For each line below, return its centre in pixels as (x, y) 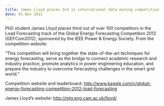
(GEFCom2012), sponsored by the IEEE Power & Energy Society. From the (80, 38)
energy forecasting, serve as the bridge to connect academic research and (81, 58)
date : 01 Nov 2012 (24, 14)
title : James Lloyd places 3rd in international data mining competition (82, 10)
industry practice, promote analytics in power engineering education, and (79, 64)
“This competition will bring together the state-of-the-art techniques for (78, 53)
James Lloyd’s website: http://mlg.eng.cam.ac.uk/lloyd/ (61, 98)
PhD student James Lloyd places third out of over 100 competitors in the (78, 28)
